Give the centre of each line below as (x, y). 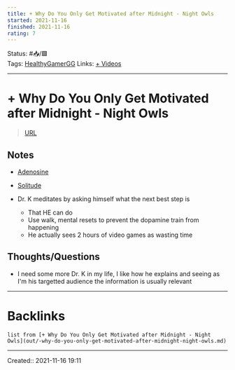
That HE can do (50, 212)
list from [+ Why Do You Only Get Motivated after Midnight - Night (109, 335)
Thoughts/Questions (54, 257)
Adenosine (33, 172)
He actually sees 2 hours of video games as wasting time (110, 235)
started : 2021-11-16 (37, 20)
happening (43, 227)
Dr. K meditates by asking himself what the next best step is (104, 199)
